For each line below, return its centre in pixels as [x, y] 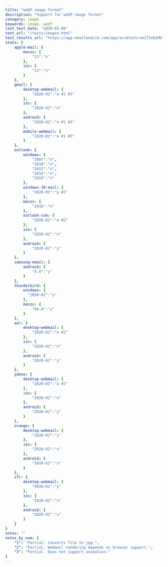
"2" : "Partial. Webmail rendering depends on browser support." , [84, 547]
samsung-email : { [32, 262]
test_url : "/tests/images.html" [39, 33]
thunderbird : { [30, 286]
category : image [22, 19]
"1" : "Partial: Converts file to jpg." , [57, 543]
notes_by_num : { [22, 538]
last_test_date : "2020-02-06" [37, 29]
